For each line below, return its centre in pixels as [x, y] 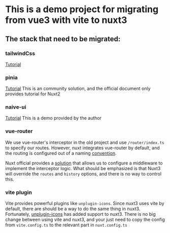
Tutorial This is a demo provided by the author [53, 118]
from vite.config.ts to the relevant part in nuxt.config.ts [66, 225]
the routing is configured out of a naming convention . [61, 153]
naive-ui [16, 107]
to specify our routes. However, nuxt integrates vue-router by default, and [82, 148]
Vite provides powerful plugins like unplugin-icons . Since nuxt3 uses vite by [85, 204]
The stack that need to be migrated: [63, 39]
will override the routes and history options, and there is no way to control [83, 174]
